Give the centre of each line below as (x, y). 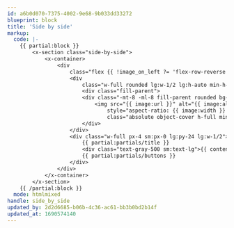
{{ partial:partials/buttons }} (129, 156)
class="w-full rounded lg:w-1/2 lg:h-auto (145, 85)
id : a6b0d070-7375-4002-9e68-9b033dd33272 (70, 14)
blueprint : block (32, 20)
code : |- (26, 40)
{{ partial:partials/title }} (126, 143)
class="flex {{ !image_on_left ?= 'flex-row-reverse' (149, 72)
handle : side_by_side (39, 201)
